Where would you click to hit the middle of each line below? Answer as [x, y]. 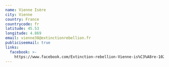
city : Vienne [19, 15]
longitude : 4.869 [23, 33]
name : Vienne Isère [26, 10]
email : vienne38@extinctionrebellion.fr [48, 38]
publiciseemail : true [28, 43]
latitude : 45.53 [22, 29]
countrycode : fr [22, 24]
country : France [22, 19]
